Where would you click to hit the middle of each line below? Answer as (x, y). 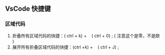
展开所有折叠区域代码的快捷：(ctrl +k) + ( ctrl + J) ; (66, 47)
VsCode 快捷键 (28, 9)
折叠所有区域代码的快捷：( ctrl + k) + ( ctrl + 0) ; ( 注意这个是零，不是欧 (86, 35)
